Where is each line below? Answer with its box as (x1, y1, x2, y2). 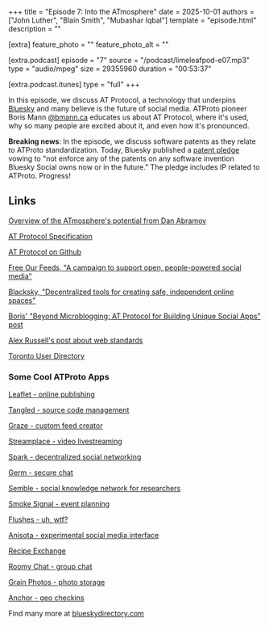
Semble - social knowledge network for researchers (8, 484, 181, 494)
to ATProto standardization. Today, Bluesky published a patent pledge (8, 145, 240, 154)
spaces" (8, 295, 36, 305)
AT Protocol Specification (8, 231, 93, 241)
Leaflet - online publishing (8, 389, 95, 399)
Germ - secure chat (8, 468, 74, 477)
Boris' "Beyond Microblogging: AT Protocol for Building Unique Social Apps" (8, 311, 261, 321)
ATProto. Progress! (8, 171, 71, 180)
